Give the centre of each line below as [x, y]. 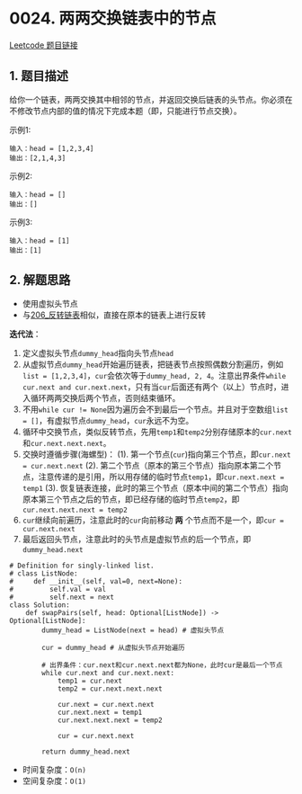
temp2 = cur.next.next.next [110, 689]
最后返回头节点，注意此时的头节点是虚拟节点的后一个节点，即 [137, 539]
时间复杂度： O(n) [54, 769]
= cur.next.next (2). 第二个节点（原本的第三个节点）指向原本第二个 [148, 465]
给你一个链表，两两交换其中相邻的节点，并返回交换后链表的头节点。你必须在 [151, 99]
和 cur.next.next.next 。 [67, 442]
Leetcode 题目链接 [44, 45]
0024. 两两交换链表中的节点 [113, 18]
